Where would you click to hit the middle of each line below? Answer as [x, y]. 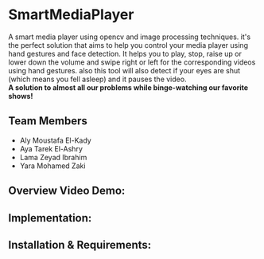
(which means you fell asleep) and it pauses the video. [97, 79]
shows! [21, 96]
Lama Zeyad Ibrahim [53, 157]
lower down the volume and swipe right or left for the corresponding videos [132, 62]
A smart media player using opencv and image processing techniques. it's [130, 37]
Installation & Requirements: [80, 245]
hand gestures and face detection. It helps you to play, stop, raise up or [125, 53]
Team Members [48, 121]
